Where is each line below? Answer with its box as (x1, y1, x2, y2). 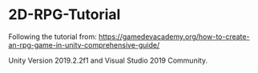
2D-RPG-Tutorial (8, 6, 121, 24)
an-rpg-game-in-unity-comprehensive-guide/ (8, 40, 160, 49)
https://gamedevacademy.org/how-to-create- (99, 32, 250, 41)
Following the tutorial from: (8, 32, 98, 41)
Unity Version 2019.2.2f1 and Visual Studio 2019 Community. (8, 56, 208, 65)
